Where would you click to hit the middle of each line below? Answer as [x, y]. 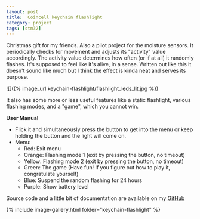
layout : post [22, 12]
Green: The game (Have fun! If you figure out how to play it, [97, 168]
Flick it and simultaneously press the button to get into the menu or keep [104, 129]
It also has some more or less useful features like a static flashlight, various [99, 100]
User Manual [22, 118]
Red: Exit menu [42, 149]
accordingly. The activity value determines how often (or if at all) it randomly [100, 58]
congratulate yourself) [51, 174]
